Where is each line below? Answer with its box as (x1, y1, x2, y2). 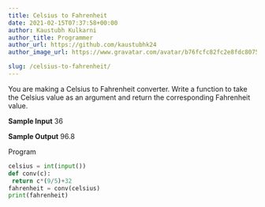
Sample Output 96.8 (8, 131, 75, 141)
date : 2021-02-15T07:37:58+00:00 (8, 19, 118, 27)
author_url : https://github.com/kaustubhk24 (8, 41, 157, 49)
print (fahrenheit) (8, 191, 69, 200)
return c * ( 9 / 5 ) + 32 (11, 177, 73, 185)
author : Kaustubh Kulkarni (8, 26, 97, 34)
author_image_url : (8, 48, 69, 56)
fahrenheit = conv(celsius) (8, 184, 101, 192)
